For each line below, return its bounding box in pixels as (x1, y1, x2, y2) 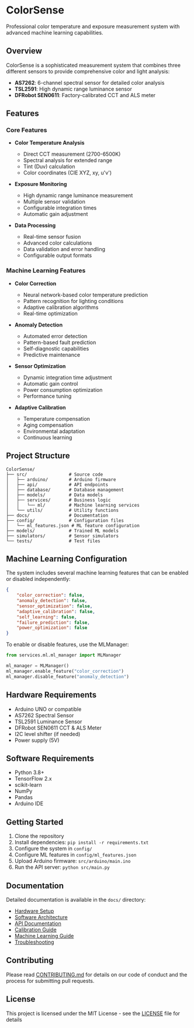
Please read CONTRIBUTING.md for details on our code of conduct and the (6, 971, 188, 978)
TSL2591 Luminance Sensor (14, 718, 82, 725)
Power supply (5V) (14, 737, 60, 744)
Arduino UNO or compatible (14, 706, 82, 713)
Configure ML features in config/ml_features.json (14, 851, 137, 858)
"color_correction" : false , (16, 592, 85, 599)
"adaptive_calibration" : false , (16, 608, 95, 614)
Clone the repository (14, 833, 64, 840)
